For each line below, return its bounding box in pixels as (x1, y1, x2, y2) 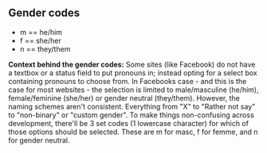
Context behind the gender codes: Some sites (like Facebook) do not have (8, 59, 256, 69)
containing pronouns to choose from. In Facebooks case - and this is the (8, 76, 247, 86)
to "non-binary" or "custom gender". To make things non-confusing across (8, 110, 255, 120)
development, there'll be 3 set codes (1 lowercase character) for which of (8, 118, 249, 128)
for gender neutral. (8, 135, 70, 145)
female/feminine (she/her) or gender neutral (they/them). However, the (8, 93, 241, 102)
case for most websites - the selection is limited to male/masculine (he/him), (8, 85, 259, 94)
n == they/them (19, 44, 71, 54)
